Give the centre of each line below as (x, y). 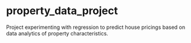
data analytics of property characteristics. (57, 33)
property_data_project (62, 11)
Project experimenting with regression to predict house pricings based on (96, 27)
